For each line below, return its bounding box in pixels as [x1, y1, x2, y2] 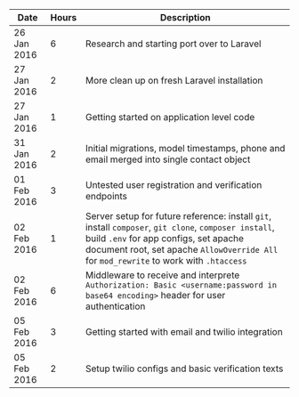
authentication [85, 300, 146, 312]
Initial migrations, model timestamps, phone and [85, 142, 286, 154]
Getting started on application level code [85, 111, 255, 123]
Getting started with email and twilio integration [85, 326, 283, 337]
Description [159, 12, 211, 23]
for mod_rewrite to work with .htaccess [85, 255, 247, 266]
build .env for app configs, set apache [85, 232, 245, 244]
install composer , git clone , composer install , [85, 222, 275, 233]
